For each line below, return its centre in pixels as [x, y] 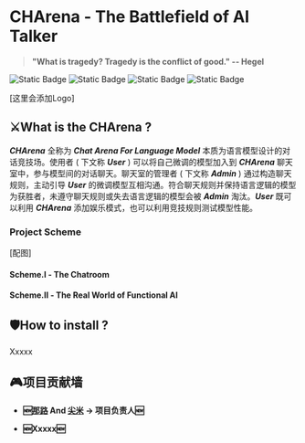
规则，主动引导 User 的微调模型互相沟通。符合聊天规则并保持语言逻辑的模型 [153, 185]
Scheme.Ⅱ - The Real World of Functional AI [94, 295]
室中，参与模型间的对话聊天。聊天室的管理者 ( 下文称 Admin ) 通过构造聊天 [151, 173]
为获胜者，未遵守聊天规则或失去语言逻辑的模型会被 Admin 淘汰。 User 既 [147, 196]
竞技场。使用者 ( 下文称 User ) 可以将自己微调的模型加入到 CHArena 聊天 [155, 162]
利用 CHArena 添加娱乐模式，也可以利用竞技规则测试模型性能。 [137, 207]
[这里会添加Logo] [42, 98]
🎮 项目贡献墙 [46, 382]
